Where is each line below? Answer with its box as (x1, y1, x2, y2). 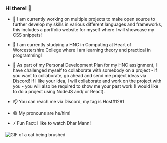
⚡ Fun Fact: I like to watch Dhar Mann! (12, 120, 91, 126)
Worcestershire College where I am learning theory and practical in (12, 47, 151, 53)
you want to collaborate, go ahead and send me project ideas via (12, 73, 147, 79)
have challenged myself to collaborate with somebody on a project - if (12, 67, 158, 73)
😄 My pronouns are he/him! (12, 110, 71, 116)
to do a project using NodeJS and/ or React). (12, 89, 105, 95)
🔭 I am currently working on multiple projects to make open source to (12, 16, 155, 22)
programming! (12, 52, 42, 58)
